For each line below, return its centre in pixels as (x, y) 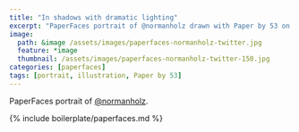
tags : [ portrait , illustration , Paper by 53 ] (95, 76)
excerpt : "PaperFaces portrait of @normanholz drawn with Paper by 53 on (150, 26)
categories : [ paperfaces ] (57, 68)
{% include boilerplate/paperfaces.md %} (86, 118)
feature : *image (47, 51)
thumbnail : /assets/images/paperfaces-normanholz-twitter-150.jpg (144, 59)
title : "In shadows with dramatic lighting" (94, 17)
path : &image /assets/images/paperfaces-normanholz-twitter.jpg (140, 42)
